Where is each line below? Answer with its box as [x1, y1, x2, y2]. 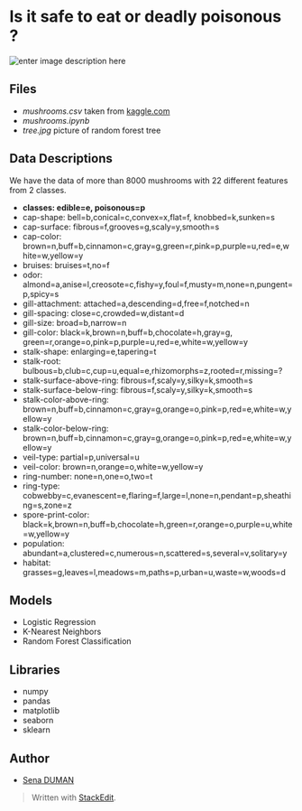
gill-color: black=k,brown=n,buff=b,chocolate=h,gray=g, [22, 327, 233, 338]
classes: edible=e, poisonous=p [22, 201, 146, 213]
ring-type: [22, 480, 60, 491]
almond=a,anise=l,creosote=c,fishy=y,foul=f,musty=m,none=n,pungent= [22, 278, 293, 290]
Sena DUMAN [22, 775, 75, 785]
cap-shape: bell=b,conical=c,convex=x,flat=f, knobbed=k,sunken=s [22, 211, 275, 222]
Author [9, 750, 50, 766]
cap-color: [22, 230, 62, 241]
